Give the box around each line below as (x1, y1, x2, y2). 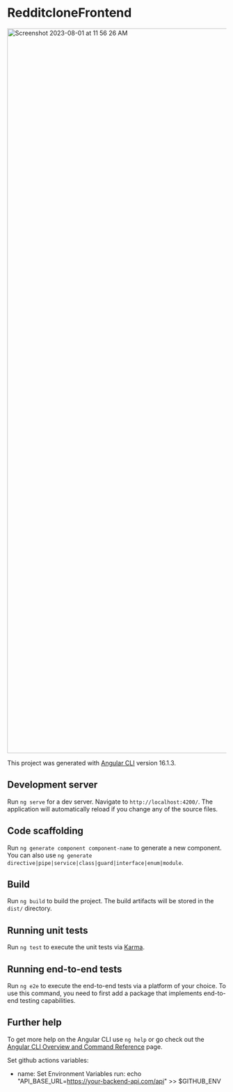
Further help (7, 1017, 63, 1029)
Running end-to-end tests (7, 963, 122, 975)
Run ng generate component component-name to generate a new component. (7, 843, 223, 852)
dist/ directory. (7, 904, 52, 913)
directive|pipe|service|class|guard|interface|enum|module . (7, 858, 184, 866)
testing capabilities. (19, 997, 76, 1004)
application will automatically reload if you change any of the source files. (7, 804, 218, 813)
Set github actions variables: (7, 1056, 89, 1064)
